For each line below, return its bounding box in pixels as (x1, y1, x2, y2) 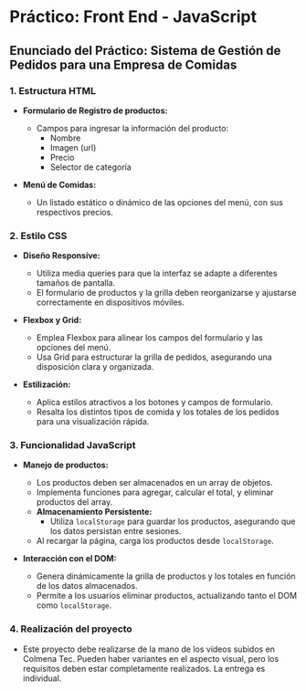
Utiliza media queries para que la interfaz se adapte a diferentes (36, 267, 278, 279)
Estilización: (22, 379, 71, 390)
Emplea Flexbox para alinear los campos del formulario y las (36, 332, 263, 343)
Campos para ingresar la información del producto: (36, 122, 229, 133)
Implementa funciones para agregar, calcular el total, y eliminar (36, 487, 274, 498)
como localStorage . (36, 600, 112, 611)
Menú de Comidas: (22, 179, 97, 190)
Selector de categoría (49, 162, 132, 173)
